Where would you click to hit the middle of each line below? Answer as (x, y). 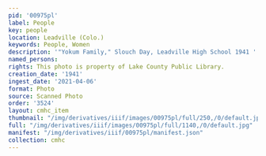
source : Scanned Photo (46, 96)
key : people (28, 30)
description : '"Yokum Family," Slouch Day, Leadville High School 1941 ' (133, 52)
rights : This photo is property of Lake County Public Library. (116, 67)
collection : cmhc (37, 140)
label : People (32, 23)
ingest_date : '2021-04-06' (53, 81)
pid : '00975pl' (33, 15)
